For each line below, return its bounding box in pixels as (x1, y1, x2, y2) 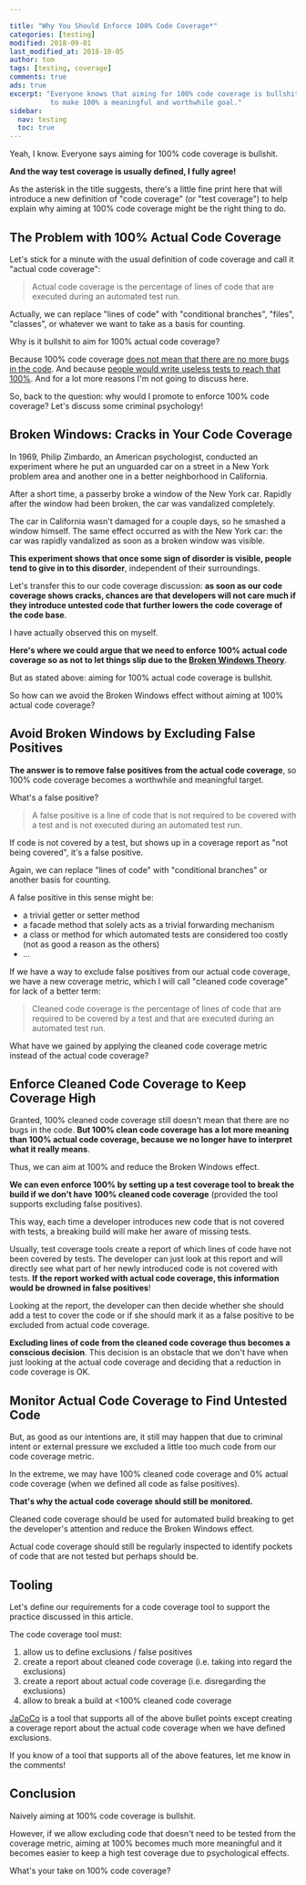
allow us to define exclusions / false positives (22, 1647, 193, 1658)
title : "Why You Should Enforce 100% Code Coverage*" (9, 21, 219, 30)
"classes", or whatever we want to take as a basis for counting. (9, 318, 246, 329)
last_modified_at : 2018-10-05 (9, 47, 125, 56)
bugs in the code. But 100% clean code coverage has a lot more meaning (9, 1124, 290, 1135)
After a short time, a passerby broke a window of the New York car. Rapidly (9, 488, 292, 499)
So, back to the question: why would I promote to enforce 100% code (9, 390, 270, 402)
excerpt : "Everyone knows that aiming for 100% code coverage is (9, 89, 262, 99)
